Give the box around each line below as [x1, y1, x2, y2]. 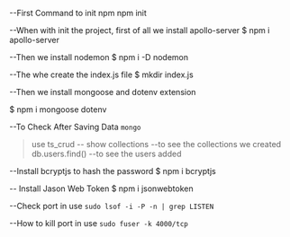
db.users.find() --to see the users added [31, 148, 182, 159]
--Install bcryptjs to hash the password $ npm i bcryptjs [9, 166, 216, 176]
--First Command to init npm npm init [9, 8, 147, 18]
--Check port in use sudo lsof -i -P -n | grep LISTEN [9, 201, 214, 211]
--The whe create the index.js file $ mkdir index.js [9, 69, 194, 80]
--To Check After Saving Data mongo [9, 121, 141, 132]
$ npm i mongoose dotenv [9, 104, 107, 115]
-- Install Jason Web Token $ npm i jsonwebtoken [9, 183, 194, 194]
